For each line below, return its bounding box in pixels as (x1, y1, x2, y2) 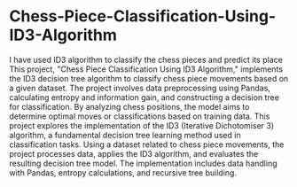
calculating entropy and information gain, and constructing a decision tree (9, 91, 279, 103)
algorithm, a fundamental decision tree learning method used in (9, 129, 241, 140)
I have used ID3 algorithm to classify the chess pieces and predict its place (9, 54, 284, 65)
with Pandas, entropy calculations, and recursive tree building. (9, 167, 238, 178)
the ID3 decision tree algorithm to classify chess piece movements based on (9, 73, 289, 83)
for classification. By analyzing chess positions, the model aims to (9, 101, 250, 112)
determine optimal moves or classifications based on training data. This (9, 111, 270, 121)
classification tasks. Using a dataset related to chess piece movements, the (9, 139, 285, 150)
